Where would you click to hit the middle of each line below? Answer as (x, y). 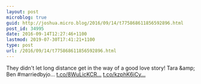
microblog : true (26, 17)
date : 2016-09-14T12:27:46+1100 (46, 34)
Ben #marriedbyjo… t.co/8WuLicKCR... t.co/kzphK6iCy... (76, 74)
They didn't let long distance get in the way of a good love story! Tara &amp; (100, 68)
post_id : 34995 (25, 28)
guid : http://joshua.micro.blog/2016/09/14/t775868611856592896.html (95, 23)
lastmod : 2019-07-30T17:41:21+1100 (51, 40)
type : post (20, 46)
